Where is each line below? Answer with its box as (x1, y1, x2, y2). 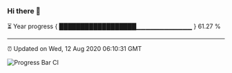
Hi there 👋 (7, 6, 41, 16)
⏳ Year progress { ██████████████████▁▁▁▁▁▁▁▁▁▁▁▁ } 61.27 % (7, 22, 221, 30)
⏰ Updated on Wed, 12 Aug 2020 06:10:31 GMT (7, 45, 142, 53)
